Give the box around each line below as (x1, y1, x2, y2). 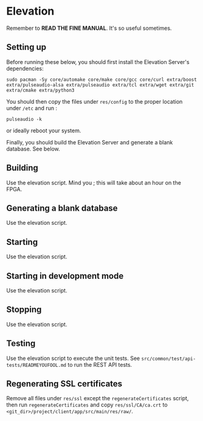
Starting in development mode (6, 271, 124, 281)
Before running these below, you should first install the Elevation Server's (6, 58, 190, 65)
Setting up (6, 42, 47, 52)
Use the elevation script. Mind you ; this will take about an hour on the (6, 179, 181, 186)
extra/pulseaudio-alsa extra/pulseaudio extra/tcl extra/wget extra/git (6, 82, 194, 88)
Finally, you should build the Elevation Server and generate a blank (6, 138, 173, 146)
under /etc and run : (6, 104, 58, 111)
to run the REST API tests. (67, 361, 132, 368)
